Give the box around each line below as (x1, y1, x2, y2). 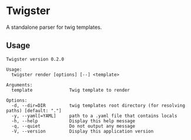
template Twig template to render (11, 87, 130, 93)
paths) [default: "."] (6, 108, 62, 114)
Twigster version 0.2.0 (6, 56, 65, 62)
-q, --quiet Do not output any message (11, 123, 135, 129)
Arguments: (6, 82, 33, 88)
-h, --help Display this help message (11, 118, 135, 124)
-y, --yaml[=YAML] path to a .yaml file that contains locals (11, 113, 177, 119)
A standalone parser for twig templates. (6, 24, 102, 31)
